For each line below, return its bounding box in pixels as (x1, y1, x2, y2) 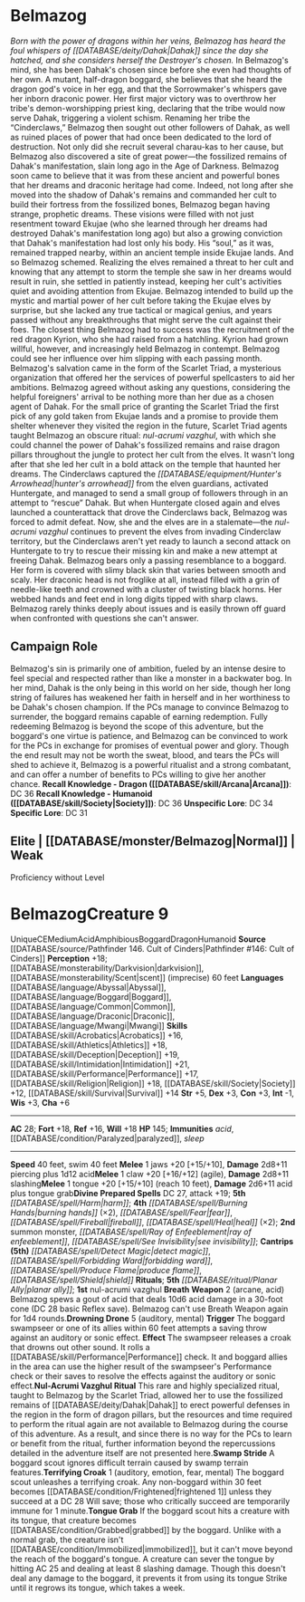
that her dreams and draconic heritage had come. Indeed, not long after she (10, 179, 293, 190)
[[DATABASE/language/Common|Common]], (10, 1001, 176, 1012)
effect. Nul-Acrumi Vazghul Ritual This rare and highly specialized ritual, (10, 1380, 280, 1391)
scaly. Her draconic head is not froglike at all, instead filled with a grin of (10, 574, 280, 585)
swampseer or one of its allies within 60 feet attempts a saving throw (10, 1322, 268, 1333)
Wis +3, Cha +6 (10, 1097, 71, 1108)
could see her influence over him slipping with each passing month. (10, 352, 262, 363)
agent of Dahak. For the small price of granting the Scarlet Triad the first (10, 400, 280, 412)
